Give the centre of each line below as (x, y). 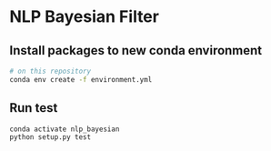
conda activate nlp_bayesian (65, 129)
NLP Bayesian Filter (84, 17)
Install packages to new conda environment (136, 50)
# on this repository (50, 71)
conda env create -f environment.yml (81, 79)
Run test (34, 108)
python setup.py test (50, 137)
